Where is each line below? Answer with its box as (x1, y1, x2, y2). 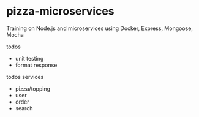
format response (15, 61, 58, 69)
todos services (6, 73, 44, 80)
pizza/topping (15, 85, 51, 92)
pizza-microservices (6, 4, 115, 18)
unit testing (15, 55, 44, 62)
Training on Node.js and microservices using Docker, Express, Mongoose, (6, 25, 193, 32)
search (15, 104, 33, 111)
